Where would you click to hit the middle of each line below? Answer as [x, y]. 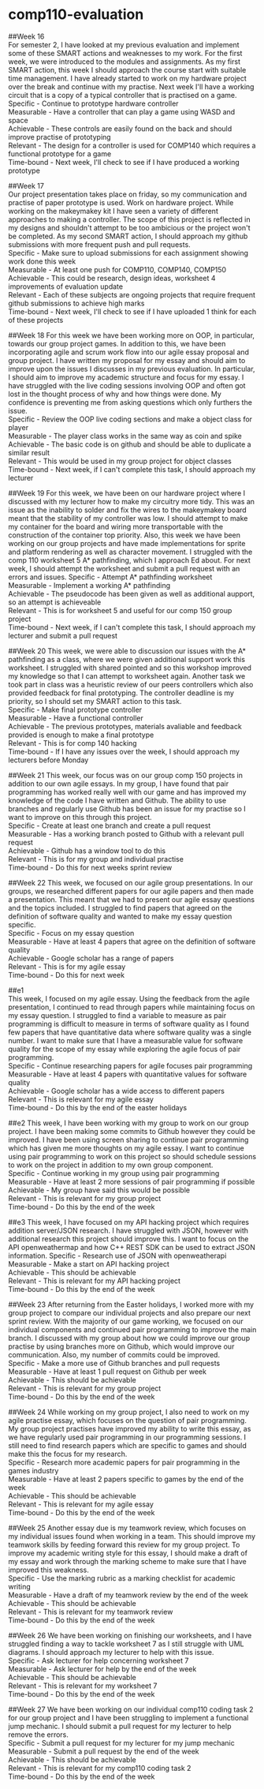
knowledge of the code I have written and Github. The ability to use [117, 800]
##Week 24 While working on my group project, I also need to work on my [129, 1412]
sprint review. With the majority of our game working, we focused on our [126, 1321]
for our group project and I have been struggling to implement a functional [128, 1717]
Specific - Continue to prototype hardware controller [93, 103]
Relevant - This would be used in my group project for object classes [120, 461]
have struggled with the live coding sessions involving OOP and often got [127, 385]
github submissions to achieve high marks [76, 303]
